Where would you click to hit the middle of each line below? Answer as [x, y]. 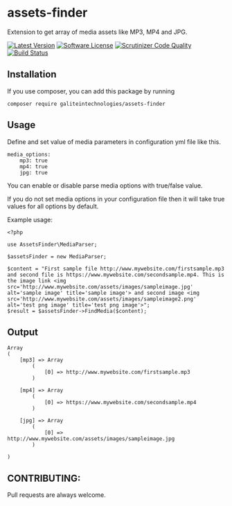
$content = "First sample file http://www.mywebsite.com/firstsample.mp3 [116, 269]
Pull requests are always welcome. [56, 495]
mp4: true [34, 166]
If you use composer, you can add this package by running [91, 91]
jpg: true [34, 172]
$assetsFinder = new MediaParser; [57, 256]
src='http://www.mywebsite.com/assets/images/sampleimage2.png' [102, 299]
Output [23, 332]
